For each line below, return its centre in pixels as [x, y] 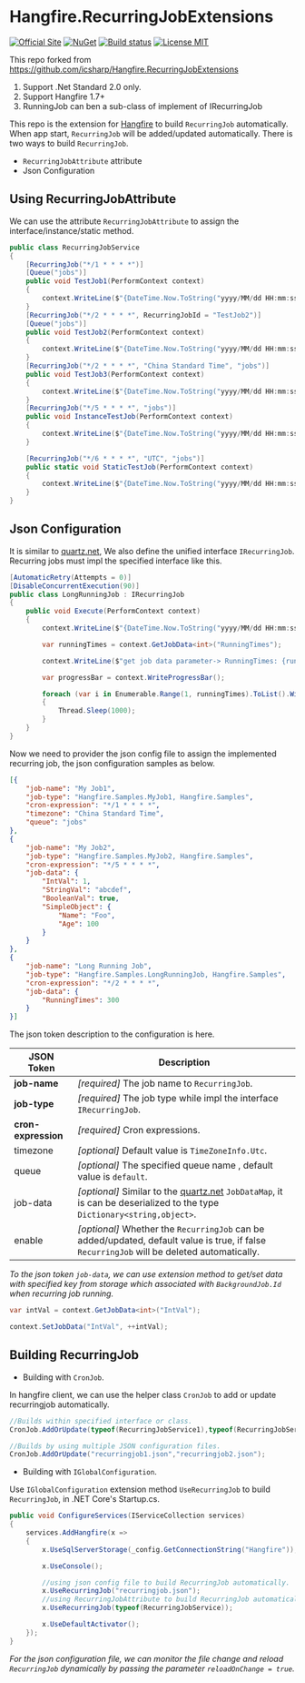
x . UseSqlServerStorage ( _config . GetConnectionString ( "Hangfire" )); [170, 1549]
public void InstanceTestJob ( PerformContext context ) [129, 417]
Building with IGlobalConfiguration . [89, 1472]
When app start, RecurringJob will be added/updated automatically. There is [151, 133]
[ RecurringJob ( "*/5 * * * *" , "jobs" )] [101, 408]
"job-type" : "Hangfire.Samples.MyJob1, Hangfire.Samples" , [140, 797]
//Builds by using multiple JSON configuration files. [115, 1446]
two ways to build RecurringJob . [69, 143]
